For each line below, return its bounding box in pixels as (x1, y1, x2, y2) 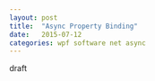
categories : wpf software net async (9, 38, 146, 48)
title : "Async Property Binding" (9, 22, 139, 31)
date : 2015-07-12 (9, 30, 82, 39)
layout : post (9, 13, 58, 22)
